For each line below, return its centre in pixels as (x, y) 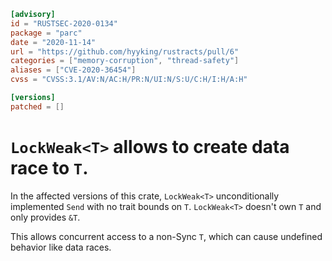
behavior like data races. (61, 247)
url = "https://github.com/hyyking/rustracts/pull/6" (125, 51)
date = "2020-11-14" (53, 42)
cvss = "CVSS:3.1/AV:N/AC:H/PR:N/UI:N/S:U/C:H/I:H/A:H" (129, 80)
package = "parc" (46, 33)
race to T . (49, 167)
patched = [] (37, 106)
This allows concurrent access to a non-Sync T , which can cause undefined (166, 236)
